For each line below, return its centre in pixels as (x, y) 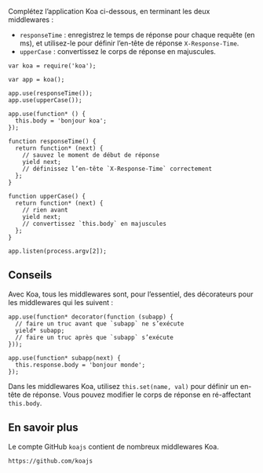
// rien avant (45, 210)
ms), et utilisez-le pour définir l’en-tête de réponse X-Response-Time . (129, 43)
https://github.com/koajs (50, 461)
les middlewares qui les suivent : (61, 302)
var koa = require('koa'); (52, 66)
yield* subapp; (40, 330)
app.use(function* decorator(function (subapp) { (91, 317)
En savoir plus (43, 428)
